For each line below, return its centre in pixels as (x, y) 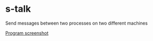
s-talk (18, 9)
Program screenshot (27, 33)
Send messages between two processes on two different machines (76, 23)
